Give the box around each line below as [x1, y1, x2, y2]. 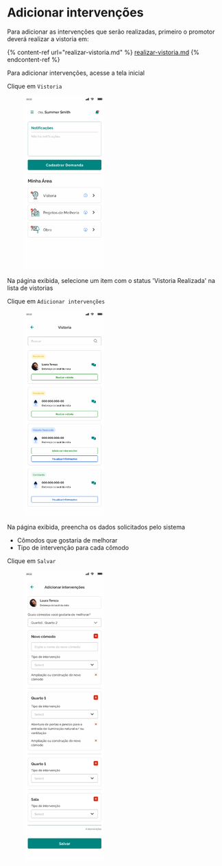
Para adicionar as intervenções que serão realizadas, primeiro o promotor [7, 27, 215, 36]
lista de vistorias [7, 284, 53, 292]
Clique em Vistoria [7, 82, 62, 90]
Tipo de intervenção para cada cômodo [16, 544, 129, 552]
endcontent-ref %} [7, 55, 60, 63]
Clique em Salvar [7, 557, 56, 565]
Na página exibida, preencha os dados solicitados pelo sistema [7, 523, 186, 532]
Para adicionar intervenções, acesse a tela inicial [7, 69, 145, 77]
